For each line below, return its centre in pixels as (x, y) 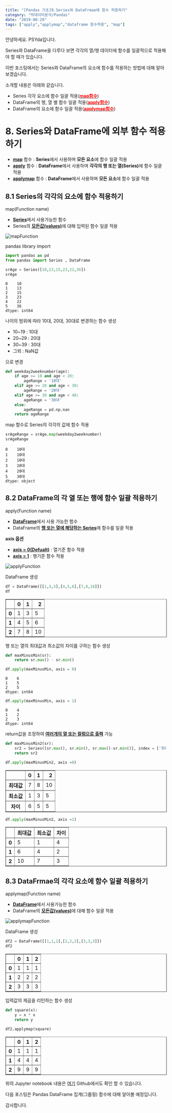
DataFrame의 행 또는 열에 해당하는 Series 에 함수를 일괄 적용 (73, 528)
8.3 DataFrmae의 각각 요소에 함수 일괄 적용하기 (77, 881)
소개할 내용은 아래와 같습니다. (35, 85)
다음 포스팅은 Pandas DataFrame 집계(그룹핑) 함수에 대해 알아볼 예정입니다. (81, 1094)
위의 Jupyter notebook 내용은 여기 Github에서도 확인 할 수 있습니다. (74, 1083)
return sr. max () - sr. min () (44, 660)
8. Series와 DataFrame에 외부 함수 (76, 131)
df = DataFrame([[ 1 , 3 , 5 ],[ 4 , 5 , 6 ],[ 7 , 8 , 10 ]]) (53, 586)
